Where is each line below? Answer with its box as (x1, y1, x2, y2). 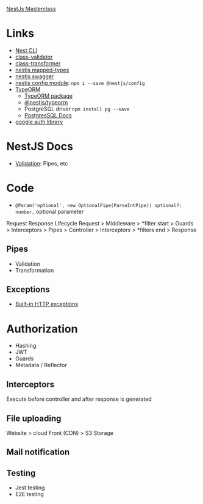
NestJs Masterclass (6, 5, 56, 12)
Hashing (15, 342, 37, 349)
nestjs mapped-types (15, 66, 69, 73)
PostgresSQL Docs (24, 111, 72, 119)
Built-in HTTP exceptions (15, 301, 78, 308)
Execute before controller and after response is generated (6, 395, 152, 403)
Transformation (15, 266, 54, 274)
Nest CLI (15, 46, 38, 54)
